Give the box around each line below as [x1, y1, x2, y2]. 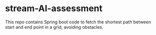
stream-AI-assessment [5, 3, 103, 14]
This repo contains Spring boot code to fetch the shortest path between [5, 19, 152, 25]
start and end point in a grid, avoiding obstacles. [5, 24, 104, 30]
